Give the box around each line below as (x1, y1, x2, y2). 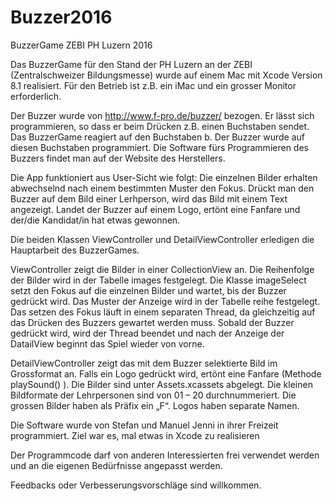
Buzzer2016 (10, 6, 113, 29)
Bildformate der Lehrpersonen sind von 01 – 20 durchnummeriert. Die (10, 389, 297, 401)
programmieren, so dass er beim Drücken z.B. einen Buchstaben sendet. (10, 120, 310, 132)
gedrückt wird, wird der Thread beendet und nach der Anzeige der (10, 327, 285, 339)
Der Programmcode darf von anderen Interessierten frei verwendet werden (10, 449, 320, 461)
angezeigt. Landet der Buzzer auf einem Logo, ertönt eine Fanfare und (10, 203, 301, 215)
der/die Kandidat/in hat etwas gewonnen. (10, 214, 181, 226)
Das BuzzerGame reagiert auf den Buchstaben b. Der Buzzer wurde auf (10, 131, 306, 143)
